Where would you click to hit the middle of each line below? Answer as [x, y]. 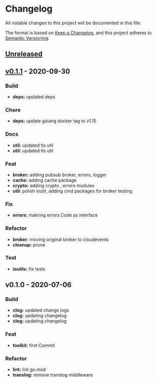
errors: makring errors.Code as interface [55, 215]
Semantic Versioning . [27, 38]
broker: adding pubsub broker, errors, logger [60, 175]
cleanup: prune [29, 245]
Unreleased [24, 54]
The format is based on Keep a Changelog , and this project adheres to [78, 32]
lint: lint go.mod [29, 370]
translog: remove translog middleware [53, 375]
